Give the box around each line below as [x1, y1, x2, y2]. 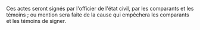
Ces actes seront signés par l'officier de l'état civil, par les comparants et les [6, 5, 194, 12]
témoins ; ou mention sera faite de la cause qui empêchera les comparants [6, 11, 189, 18]
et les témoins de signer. [6, 18, 67, 24]
